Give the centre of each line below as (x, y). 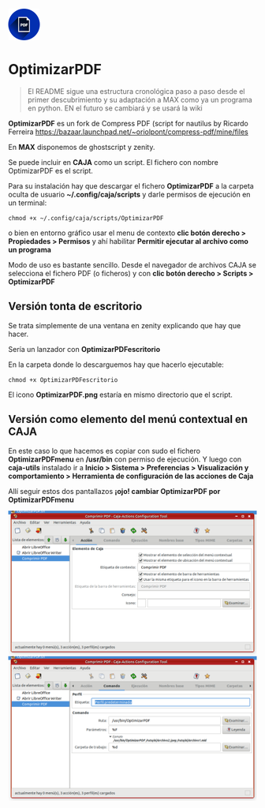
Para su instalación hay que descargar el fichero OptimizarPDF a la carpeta (131, 185)
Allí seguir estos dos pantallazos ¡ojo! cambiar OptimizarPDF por (114, 491)
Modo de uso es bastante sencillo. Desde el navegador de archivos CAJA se (132, 264)
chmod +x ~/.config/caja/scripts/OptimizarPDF (86, 218)
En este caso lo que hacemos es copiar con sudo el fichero (105, 451)
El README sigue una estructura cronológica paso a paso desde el (136, 91)
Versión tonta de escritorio (75, 307)
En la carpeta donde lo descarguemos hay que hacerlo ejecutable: (116, 365)
